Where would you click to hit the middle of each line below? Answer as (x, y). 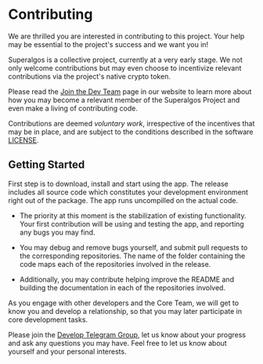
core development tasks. (48, 319)
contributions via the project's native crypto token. (89, 76)
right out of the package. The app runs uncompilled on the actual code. (123, 200)
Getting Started (47, 165)
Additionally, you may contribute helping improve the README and (127, 279)
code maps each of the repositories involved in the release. (115, 264)
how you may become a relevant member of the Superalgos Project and (124, 100)
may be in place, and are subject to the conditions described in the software (131, 132)
